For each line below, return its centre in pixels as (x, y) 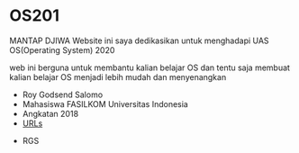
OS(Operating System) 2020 (62, 49)
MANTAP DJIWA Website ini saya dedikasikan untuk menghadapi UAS (139, 40)
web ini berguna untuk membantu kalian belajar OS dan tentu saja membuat (150, 67)
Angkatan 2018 (50, 113)
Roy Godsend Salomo (63, 94)
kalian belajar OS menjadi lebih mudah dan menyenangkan (118, 76)
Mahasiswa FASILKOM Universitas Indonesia (105, 103)
